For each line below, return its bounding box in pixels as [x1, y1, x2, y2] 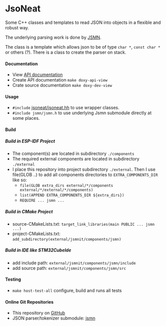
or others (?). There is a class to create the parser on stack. [5, 49, 126, 55]
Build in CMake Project [5, 208, 53, 214]
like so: [12, 177, 27, 183]
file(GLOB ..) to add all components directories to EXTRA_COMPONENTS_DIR [12, 171, 158, 177]
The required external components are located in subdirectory [12, 156, 140, 162]
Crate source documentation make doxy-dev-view [12, 82, 112, 88]
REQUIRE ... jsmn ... [19, 198, 64, 203]
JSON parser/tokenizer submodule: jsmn [12, 315, 96, 321]
